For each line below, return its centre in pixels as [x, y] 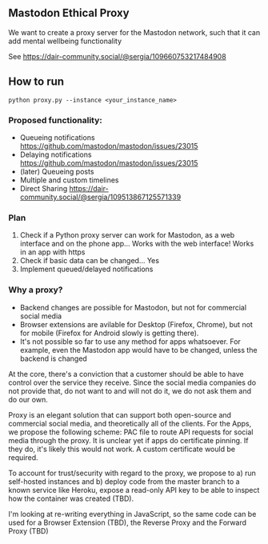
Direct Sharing [44, 188]
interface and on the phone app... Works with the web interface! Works [137, 244]
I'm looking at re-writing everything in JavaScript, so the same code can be [132, 514]
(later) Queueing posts [57, 171]
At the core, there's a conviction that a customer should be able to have [126, 374]
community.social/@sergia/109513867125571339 [100, 197]
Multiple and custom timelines [69, 180]
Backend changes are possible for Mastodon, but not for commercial [133, 307]
